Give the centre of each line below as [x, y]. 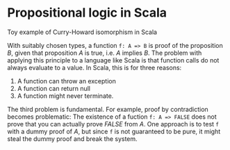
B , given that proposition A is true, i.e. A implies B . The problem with [105, 53]
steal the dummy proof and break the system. [72, 139]
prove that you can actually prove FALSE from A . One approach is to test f [113, 124]
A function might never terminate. [65, 96]
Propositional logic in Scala [87, 13]
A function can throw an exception [66, 81]
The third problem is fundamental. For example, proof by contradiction [108, 109]
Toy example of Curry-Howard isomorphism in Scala [82, 32]
